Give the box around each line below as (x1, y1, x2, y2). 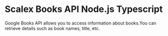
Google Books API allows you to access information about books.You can (5, 20, 156, 26)
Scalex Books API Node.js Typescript (5, 3, 163, 15)
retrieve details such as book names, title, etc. (5, 25, 100, 31)
